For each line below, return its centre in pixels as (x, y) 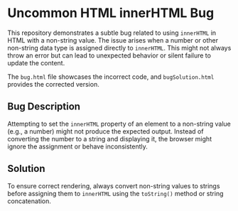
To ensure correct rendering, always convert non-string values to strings (114, 185)
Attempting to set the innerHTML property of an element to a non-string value (119, 124)
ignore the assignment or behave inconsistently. (77, 146)
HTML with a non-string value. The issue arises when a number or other (113, 40)
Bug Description (44, 107)
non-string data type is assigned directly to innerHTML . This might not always (119, 48)
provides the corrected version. (53, 84)
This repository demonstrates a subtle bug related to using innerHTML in (112, 33)
